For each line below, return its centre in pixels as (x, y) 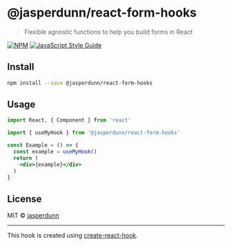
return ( (26, 158)
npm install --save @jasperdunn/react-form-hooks (80, 83)
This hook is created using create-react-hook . (72, 236)
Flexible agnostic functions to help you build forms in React (108, 32)
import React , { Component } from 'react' (69, 120)
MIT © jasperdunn (33, 216)
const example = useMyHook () (55, 152)
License (25, 199)
